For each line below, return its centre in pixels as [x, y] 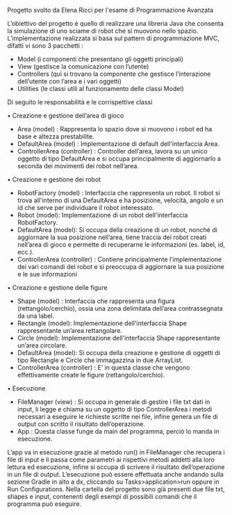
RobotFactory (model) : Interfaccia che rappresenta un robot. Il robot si [118, 193]
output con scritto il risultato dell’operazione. [81, 424]
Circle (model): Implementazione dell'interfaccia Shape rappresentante [119, 338]
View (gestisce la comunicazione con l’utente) [83, 66]
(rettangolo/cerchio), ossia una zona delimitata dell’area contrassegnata [120, 308]
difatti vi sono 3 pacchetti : [45, 46]
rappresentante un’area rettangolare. [70, 330]
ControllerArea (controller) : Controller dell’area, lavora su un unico [113, 151]
